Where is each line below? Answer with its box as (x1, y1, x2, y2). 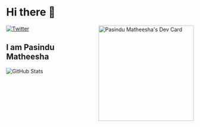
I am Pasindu (6, 42, 55, 52)
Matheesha (6, 52, 49, 62)
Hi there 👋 (6, 5, 55, 19)
